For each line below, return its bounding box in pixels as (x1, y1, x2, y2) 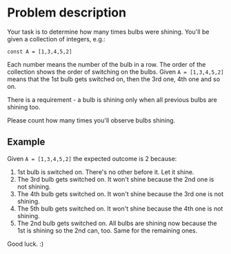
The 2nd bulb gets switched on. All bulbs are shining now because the (17, 219, 217, 227)
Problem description (7, 5, 126, 21)
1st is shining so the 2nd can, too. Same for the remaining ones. (17, 226, 198, 235)
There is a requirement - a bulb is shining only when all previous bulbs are (7, 95, 217, 104)
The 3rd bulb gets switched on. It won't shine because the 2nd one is (17, 175, 214, 183)
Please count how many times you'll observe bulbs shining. (7, 116, 176, 125)
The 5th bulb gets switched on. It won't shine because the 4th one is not (17, 204, 223, 213)
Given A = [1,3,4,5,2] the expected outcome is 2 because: (7, 154, 177, 162)
